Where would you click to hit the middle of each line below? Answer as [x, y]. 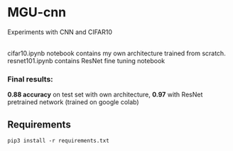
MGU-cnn [37, 12]
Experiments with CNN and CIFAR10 [60, 32]
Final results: [30, 79]
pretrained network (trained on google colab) [74, 102]
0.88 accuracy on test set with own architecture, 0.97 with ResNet [105, 95]
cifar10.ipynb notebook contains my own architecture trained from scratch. [116, 53]
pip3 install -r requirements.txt [59, 141]
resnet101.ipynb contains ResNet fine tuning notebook [86, 60]
